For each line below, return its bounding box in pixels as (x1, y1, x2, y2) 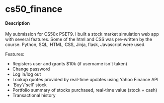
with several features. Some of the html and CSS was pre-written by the (5, 36, 153, 43)
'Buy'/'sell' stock (12, 82, 47, 88)
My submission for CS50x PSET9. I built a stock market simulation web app (5, 31, 159, 37)
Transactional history (12, 93, 56, 99)
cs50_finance (5, 3, 63, 15)
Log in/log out (12, 71, 41, 77)
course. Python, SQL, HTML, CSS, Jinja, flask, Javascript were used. (5, 42, 146, 48)
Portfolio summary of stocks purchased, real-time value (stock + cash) (12, 87, 158, 93)
